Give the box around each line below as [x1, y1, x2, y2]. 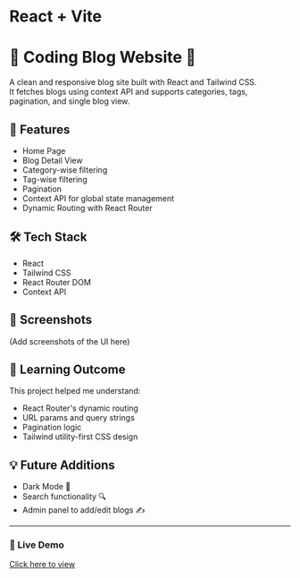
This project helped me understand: [9, 386, 141, 396]
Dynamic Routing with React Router [21, 202, 154, 213]
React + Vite [9, 6, 103, 27]
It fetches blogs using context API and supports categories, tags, [9, 87, 248, 98]
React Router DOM [21, 276, 92, 287]
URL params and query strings [21, 412, 136, 423]
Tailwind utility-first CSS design [21, 431, 138, 442]
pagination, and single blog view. [9, 96, 130, 106]
